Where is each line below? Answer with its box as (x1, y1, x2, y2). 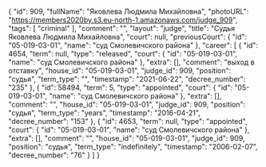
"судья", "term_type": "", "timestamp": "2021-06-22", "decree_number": (8, 75, 246, 83)
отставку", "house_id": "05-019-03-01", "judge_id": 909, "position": (8, 66, 232, 75)
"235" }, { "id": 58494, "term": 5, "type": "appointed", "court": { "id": (8, 83, 233, 92)
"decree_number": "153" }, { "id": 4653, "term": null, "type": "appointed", (8, 117, 248, 126)
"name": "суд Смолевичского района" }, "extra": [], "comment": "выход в (8, 57, 255, 67)
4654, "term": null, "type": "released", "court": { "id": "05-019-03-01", (8, 49, 238, 58)
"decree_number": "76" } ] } (8, 150, 100, 160)
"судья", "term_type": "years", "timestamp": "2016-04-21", (8, 108, 201, 118)
